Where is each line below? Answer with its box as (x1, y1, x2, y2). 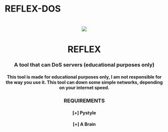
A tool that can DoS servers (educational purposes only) (14, 61, 155, 69)
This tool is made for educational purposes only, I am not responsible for (7, 74, 162, 80)
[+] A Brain (72, 121, 96, 127)
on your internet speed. (59, 85, 109, 91)
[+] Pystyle (72, 109, 96, 116)
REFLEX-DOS (5, 3, 61, 15)
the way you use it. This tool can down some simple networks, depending (6, 79, 163, 86)
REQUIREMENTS (64, 97, 105, 104)
